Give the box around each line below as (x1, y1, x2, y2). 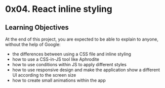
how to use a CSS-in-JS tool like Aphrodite (12, 56, 100, 62)
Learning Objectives (5, 23, 69, 32)
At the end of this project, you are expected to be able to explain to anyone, (5, 36, 159, 42)
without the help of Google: (5, 42, 61, 47)
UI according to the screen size (12, 72, 77, 78)
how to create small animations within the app (12, 78, 106, 83)
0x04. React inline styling (5, 3, 113, 15)
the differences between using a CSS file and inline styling (12, 51, 131, 57)
